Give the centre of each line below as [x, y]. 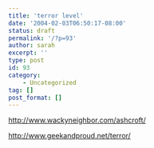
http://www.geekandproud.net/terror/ [70, 136]
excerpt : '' [28, 53]
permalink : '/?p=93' [43, 38]
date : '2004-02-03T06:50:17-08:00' [67, 23]
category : [25, 75]
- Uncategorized [50, 82]
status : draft [32, 30]
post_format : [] [35, 98]
